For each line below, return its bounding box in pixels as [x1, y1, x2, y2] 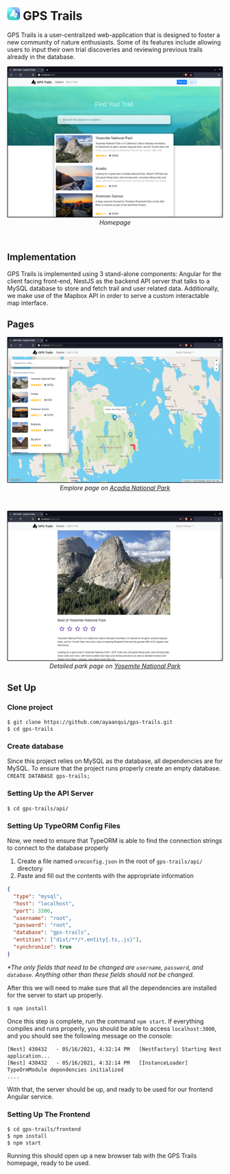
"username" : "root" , [13, 914, 72, 921]
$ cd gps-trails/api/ [7, 805, 69, 812]
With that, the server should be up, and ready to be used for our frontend [7, 1085, 214, 1093]
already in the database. [7, 52, 75, 61]
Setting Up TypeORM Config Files [7, 821, 121, 830]
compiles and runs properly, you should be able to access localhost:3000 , [7, 1024, 217, 1032]
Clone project [7, 702, 53, 712]
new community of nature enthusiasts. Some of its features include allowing [7, 38, 221, 46]
